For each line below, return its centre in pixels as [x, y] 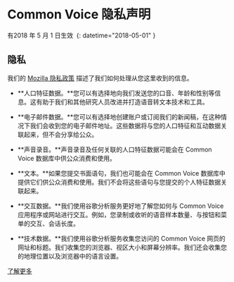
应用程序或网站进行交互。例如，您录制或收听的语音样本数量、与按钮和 [119, 214]
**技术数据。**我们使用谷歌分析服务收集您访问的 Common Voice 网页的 [122, 238]
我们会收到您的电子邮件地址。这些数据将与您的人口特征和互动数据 [125, 125]
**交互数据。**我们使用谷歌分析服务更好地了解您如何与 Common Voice [121, 206]
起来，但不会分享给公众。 [61, 134]
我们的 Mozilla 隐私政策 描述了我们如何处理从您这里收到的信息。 [100, 78]
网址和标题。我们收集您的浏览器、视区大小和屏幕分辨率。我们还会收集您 [122, 247]
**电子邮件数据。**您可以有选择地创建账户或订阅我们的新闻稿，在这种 [119, 116]
